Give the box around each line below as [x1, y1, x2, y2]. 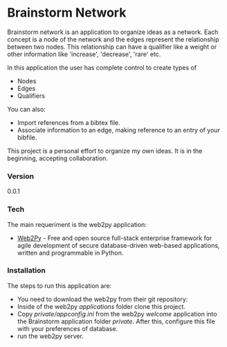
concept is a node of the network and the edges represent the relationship [7, 35, 219, 43]
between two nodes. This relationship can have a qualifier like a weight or [7, 42, 217, 51]
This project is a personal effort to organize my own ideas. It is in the [7, 146, 203, 155]
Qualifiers [17, 92, 45, 100]
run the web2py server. [17, 332, 84, 340]
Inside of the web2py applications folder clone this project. [17, 302, 185, 310]
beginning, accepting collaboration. [7, 154, 109, 162]
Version [7, 171, 35, 181]
